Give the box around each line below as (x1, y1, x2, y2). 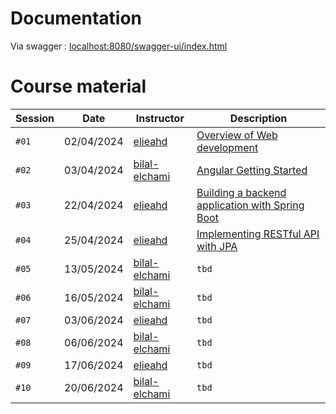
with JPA (196, 239, 238, 253)
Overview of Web (196, 128, 278, 142)
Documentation (10, 7, 143, 30)
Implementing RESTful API (196, 227, 320, 241)
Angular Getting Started (196, 163, 308, 177)
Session (15, 111, 55, 125)
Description (229, 111, 288, 125)
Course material (10, 75, 147, 98)
